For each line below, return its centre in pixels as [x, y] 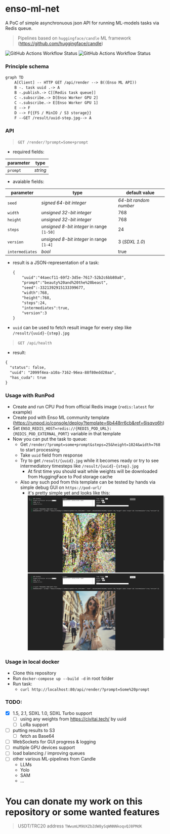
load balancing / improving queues [49, 753]
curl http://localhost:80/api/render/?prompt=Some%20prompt [85, 690]
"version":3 [34, 313]
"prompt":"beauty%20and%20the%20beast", [65, 283]
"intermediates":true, [46, 308]
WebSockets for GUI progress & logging [54, 742]
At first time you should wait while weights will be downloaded [93, 471]
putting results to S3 [34, 731]
